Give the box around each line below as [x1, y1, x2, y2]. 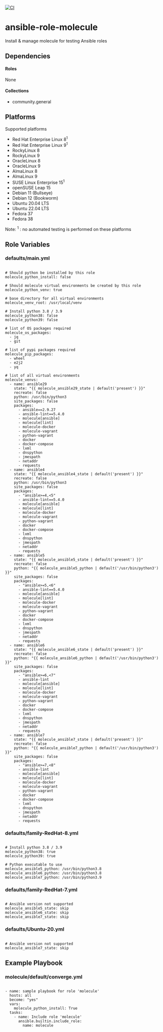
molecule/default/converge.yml [5, 974, 83, 981]
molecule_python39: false [5, 317, 58, 322]
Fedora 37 [12, 210, 33, 216]
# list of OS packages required [5, 326, 71, 331]
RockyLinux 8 [12, 147, 40, 153]
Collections [5, 88, 29, 94]
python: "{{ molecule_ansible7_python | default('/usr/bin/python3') [14, 745, 159, 751]
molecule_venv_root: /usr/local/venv [5, 300, 82, 305]
